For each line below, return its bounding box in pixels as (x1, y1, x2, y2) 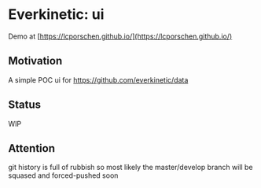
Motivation (8, 54, 63, 68)
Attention (8, 142, 55, 155)
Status (8, 98, 42, 112)
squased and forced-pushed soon (8, 171, 119, 180)
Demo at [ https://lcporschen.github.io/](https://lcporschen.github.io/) (8, 31, 233, 41)
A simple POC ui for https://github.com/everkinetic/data (8, 75, 189, 84)
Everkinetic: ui (8, 6, 105, 24)
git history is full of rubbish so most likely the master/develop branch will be (8, 163, 253, 172)
